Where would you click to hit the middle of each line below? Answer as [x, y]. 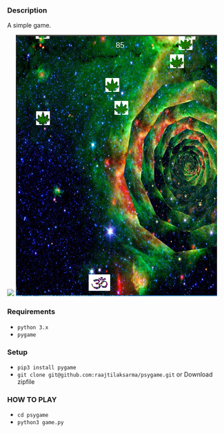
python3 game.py [40, 423]
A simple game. [29, 26]
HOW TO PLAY [32, 399]
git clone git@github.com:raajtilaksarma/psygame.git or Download [115, 374]
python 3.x [33, 327]
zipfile [26, 381]
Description [27, 10]
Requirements [31, 311]
